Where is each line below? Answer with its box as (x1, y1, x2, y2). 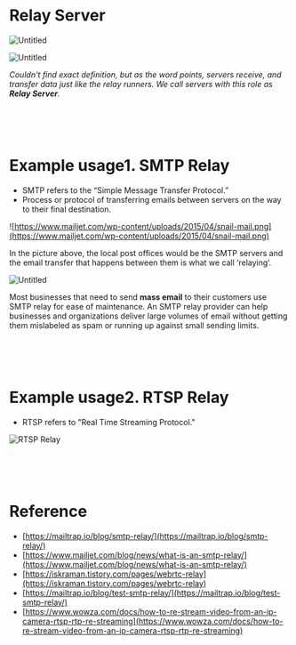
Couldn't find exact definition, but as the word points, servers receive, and (9, 69, 282, 80)
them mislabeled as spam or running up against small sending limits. (9, 319, 260, 330)
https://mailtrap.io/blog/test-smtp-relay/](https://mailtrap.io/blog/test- (25, 587, 281, 598)
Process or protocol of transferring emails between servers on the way (21, 194, 282, 205)
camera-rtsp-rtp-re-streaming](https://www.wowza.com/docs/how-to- (21, 616, 284, 626)
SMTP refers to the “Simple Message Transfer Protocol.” (21, 184, 229, 196)
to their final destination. (21, 204, 112, 214)
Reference (9, 502, 87, 521)
